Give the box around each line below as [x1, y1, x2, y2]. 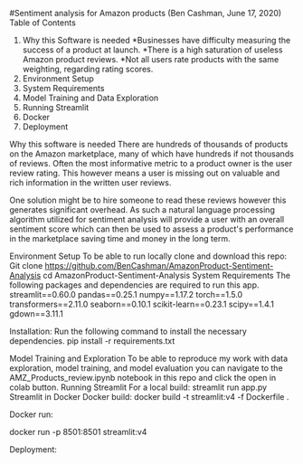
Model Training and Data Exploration [22, 92, 159, 103]
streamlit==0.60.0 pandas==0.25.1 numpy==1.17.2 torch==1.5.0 [9, 289, 243, 299]
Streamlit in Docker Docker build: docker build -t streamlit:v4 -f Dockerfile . [9, 392, 289, 402]
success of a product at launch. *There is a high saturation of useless [22, 44, 283, 55]
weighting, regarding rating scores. [22, 63, 154, 74]
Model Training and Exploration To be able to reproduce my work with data [9, 353, 289, 364]
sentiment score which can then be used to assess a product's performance [9, 223, 294, 234]
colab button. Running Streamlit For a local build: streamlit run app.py [9, 382, 268, 393]
